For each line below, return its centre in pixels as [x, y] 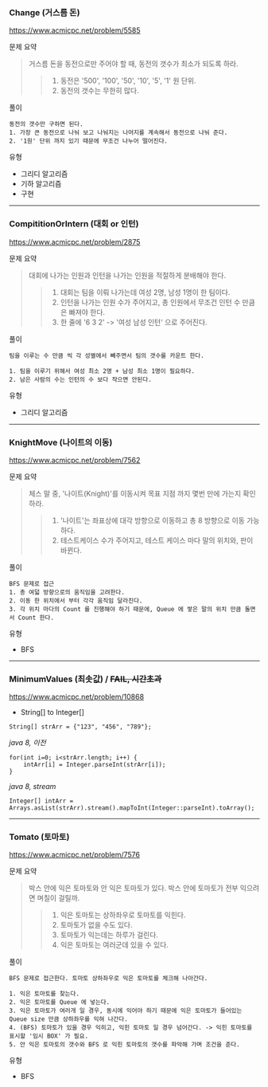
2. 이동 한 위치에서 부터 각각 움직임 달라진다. [76, 600]
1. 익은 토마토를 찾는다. [45, 994]
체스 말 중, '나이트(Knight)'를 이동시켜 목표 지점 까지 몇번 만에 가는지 [135, 493]
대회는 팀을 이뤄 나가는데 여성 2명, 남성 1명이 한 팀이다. [145, 292]
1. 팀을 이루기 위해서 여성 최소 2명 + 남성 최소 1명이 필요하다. [102, 371]
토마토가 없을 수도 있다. [97, 925]
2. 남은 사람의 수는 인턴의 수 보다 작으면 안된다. [80, 379]
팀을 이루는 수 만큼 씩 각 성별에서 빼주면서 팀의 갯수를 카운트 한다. [107, 355]
